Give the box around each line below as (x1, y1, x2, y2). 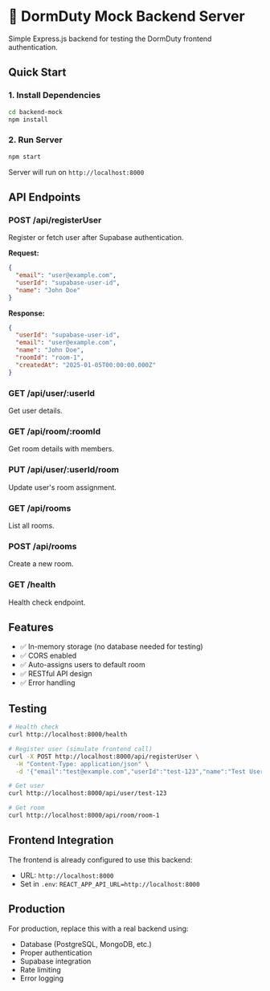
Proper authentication (19, 948, 92, 957)
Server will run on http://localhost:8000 (8, 167, 145, 177)
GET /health (8, 579, 56, 590)
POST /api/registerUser (8, 214, 102, 226)
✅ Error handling (19, 678, 76, 687)
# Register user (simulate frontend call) (8, 744, 153, 753)
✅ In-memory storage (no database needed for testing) (19, 642, 203, 651)
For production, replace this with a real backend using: (8, 924, 189, 933)
